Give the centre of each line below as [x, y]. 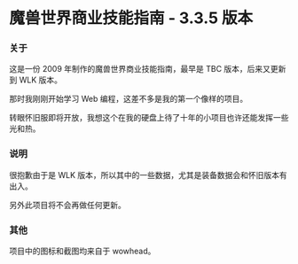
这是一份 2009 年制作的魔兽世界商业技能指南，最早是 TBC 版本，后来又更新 [148, 69]
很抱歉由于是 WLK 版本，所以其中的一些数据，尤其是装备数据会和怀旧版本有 [148, 175]
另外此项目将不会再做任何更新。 [67, 205]
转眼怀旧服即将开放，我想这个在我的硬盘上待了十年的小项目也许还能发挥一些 [149, 118]
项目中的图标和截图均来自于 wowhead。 [82, 251]
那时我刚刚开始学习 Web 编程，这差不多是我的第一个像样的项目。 [129, 99]
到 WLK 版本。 [35, 80]
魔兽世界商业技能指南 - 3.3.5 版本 [131, 18]
